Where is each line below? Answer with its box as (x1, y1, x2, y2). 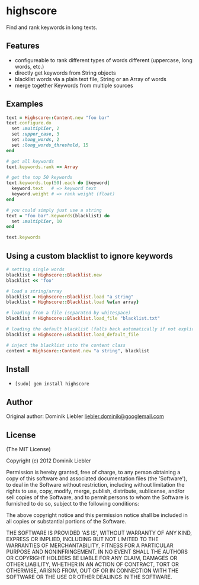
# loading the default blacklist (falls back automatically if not (6, 326, 176, 332)
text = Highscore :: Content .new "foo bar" (6, 114, 110, 121)
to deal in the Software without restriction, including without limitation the (6, 481, 185, 488)
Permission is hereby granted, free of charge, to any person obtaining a (6, 468, 181, 475)
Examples (6, 99, 43, 109)
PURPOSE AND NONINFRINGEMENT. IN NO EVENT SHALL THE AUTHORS (6, 548, 188, 555)
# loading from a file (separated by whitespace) (6, 310, 131, 316)
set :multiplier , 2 (11, 126, 60, 131)
